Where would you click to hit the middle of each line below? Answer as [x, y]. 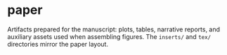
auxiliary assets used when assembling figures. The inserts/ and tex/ [109, 36]
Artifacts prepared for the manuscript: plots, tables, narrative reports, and [113, 29]
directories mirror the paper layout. [58, 44]
